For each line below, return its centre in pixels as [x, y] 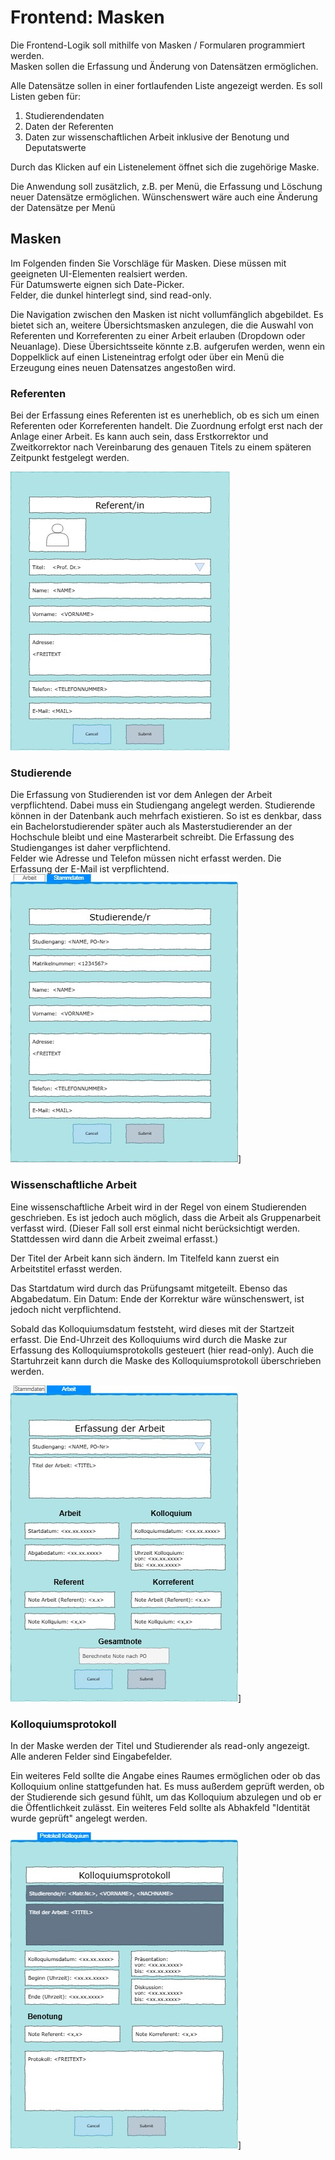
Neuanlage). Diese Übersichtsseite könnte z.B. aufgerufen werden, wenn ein [168, 346]
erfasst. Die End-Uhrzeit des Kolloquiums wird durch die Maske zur [149, 1339]
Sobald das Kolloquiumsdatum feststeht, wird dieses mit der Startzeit [152, 1328]
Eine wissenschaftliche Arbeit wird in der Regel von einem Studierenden [158, 1207]
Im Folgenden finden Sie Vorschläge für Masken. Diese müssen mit [148, 263]
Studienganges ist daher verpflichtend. [90, 848]
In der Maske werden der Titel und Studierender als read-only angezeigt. [160, 1745]
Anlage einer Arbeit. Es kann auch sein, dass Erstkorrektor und [139, 437]
